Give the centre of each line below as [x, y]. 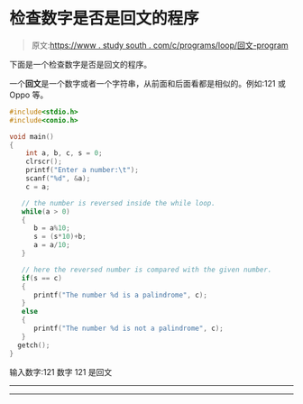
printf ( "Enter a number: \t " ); [83, 170]
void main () [32, 136]
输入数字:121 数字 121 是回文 [61, 372]
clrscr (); [44, 162]
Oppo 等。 [29, 95]
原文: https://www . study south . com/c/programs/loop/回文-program [160, 45]
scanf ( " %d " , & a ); [58, 179]
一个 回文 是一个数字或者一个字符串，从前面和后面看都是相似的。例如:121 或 [147, 83]
